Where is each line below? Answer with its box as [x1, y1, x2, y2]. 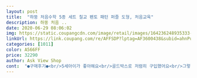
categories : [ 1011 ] [6, 42, 54, 48]
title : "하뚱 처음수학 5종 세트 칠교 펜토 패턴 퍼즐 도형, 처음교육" [6, 14, 154, 20]
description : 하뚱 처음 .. [6, 19, 67, 25]
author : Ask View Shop [6, 57, 62, 63]
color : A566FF [6, 47, 41, 53]
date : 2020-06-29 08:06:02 [6, 25, 72, 31]
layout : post [6, 8, 38, 15]
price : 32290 [6, 52, 38, 58]
